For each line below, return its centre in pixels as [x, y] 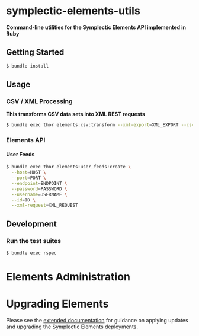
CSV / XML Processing [39, 101]
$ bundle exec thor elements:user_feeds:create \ [69, 167]
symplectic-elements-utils [73, 11]
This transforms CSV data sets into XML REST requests [76, 114]
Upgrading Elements [57, 304]
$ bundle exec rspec [32, 253]
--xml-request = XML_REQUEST [45, 206]
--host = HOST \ [29, 172]
